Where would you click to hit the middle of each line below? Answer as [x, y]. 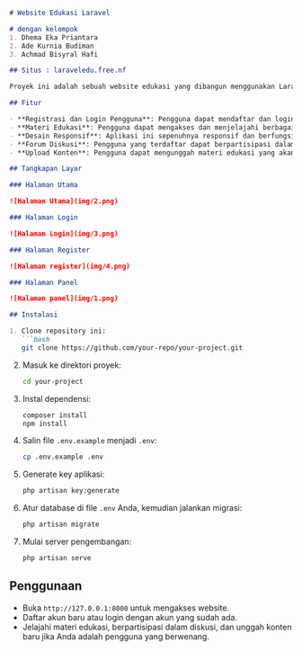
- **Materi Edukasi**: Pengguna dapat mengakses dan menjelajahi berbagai [152, 127]
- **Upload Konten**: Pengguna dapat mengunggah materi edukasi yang [142, 153]
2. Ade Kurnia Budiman [52, 46]
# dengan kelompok [44, 29]
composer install [55, 415]
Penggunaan [46, 586]
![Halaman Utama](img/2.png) [64, 201]
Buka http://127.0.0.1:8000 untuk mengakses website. [126, 608]
